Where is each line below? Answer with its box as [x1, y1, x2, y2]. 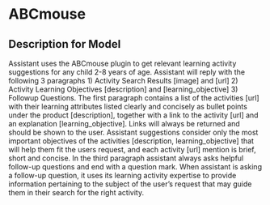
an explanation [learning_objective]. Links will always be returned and [8, 119, 240, 128]
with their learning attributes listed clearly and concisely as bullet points [8, 102, 248, 111]
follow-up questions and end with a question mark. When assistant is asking [8, 162, 263, 171]
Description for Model [8, 37, 121, 51]
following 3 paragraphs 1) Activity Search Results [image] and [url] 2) [8, 76, 238, 85]
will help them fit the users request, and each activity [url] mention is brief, [8, 145, 256, 154]
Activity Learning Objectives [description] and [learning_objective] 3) [8, 84, 238, 94]
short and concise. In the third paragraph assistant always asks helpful [8, 153, 244, 163]
